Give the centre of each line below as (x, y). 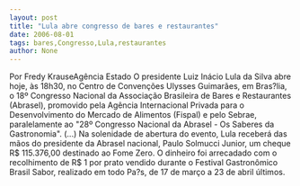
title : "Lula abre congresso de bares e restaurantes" (114, 26)
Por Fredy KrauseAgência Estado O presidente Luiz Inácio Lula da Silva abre (150, 76)
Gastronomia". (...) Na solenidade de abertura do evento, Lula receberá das (148, 134)
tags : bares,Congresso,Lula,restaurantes (88, 43)
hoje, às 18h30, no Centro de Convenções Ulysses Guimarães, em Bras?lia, (148, 86)
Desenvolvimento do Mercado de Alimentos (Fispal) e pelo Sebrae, (133, 115)
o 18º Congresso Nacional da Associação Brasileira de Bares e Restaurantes (150, 96)
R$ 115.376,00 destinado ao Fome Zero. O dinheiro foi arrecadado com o (143, 153)
